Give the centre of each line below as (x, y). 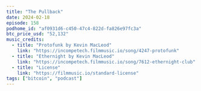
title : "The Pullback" (35, 12)
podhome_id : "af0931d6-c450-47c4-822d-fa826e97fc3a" (74, 28)
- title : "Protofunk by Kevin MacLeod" (62, 45)
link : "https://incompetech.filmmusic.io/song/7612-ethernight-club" (107, 62)
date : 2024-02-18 (28, 17)
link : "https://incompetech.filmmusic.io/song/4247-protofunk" (98, 51)
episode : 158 (23, 23)
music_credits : (25, 40)
